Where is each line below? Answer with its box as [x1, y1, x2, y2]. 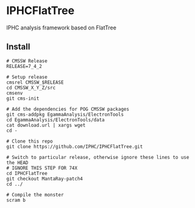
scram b [6, 197, 26, 203]
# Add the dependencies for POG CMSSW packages [6, 106, 130, 112]
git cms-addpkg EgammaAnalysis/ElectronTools [6, 111, 124, 117]
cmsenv [6, 90, 23, 96]
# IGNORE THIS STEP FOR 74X [6, 165, 78, 171]
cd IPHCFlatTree [6, 170, 48, 176]
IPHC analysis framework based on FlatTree [6, 24, 117, 31]
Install [6, 42, 30, 52]
